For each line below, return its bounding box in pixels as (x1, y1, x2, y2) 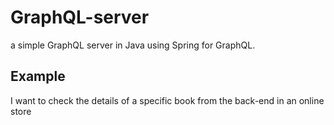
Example (10, 68, 66, 85)
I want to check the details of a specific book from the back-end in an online (10, 94, 325, 106)
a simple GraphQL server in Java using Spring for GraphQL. (10, 39, 256, 51)
